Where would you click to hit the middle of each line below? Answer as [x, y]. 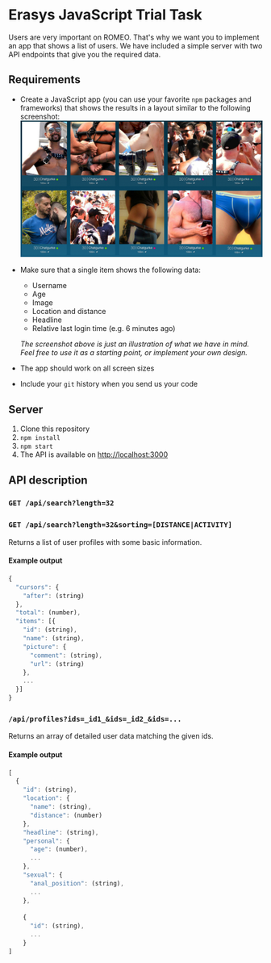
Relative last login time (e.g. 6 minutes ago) [104, 329]
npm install [40, 438]
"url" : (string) [57, 664]
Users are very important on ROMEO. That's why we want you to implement [134, 37]
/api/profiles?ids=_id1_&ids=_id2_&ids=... [95, 719]
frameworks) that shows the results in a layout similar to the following [135, 107]
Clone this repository [55, 429]
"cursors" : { [38, 587]
